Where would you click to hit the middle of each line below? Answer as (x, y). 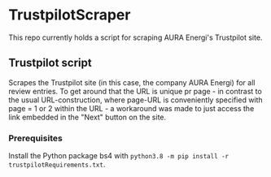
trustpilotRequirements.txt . (57, 165)
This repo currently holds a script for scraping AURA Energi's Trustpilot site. (135, 37)
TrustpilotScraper (70, 15)
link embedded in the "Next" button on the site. (87, 117)
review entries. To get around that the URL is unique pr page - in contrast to (135, 91)
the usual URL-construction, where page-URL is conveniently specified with (135, 100)
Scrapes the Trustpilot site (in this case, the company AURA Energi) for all (132, 82)
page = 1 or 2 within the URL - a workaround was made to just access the (131, 108)
